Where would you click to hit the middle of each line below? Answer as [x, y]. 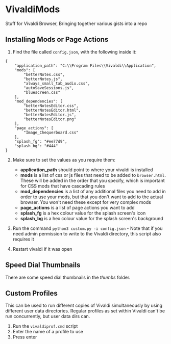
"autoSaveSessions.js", [49, 88]
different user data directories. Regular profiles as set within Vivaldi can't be [85, 311]
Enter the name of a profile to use [48, 332]
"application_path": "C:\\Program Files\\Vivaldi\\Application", [86, 65]
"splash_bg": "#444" [36, 146]
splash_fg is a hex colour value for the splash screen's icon [83, 213]
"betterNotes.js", [43, 79]
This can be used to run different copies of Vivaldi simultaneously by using [84, 306]
